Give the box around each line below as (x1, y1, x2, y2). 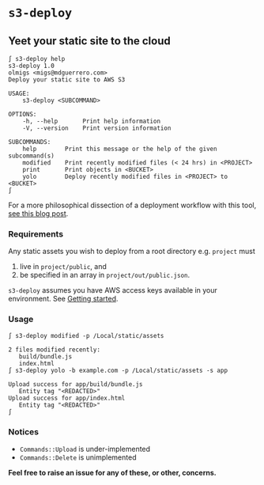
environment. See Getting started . (8, 294, 119, 304)
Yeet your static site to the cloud (8, 34, 172, 47)
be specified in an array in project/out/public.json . (19, 271, 190, 280)
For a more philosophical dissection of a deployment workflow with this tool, (8, 200, 257, 210)
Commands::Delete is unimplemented (19, 453, 137, 462)
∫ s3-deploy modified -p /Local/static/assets (8, 332, 164, 339)
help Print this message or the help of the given (22, 145, 217, 153)
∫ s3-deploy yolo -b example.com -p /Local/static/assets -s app (8, 366, 228, 374)
